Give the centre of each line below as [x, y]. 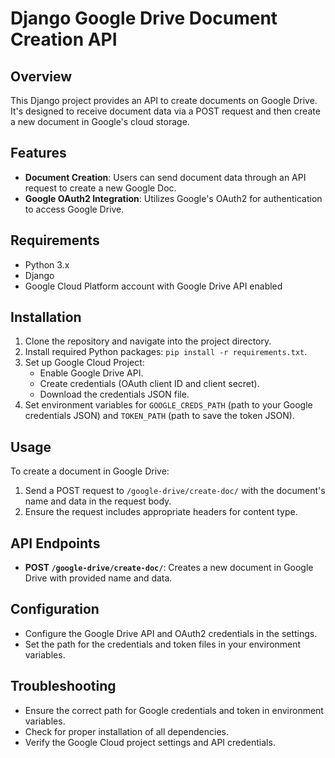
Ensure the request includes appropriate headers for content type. [161, 512]
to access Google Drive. [74, 209]
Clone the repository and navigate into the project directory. [148, 341]
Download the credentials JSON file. [114, 394]
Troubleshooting [63, 686]
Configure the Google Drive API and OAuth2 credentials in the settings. [171, 633]
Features [38, 153]
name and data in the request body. [98, 501]
